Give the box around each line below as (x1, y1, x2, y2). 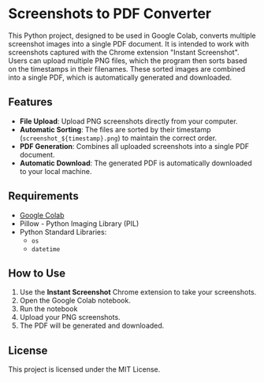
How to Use (8, 266, 66, 280)
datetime (31, 245, 61, 253)
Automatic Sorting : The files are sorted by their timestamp (19, 124, 211, 134)
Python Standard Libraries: (19, 227, 107, 236)
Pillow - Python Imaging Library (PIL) (19, 218, 139, 228)
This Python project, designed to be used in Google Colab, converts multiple (8, 31, 256, 40)
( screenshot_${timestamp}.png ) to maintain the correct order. (19, 133, 218, 143)
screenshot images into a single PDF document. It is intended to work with (8, 39, 250, 48)
